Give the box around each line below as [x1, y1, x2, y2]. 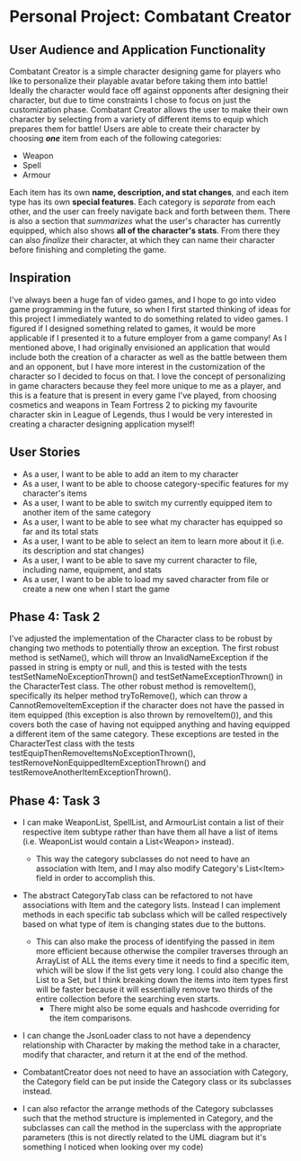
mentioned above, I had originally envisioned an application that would [9, 342, 270, 353]
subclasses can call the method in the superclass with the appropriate [22, 1122, 282, 1133]
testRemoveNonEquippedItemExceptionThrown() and [9, 758, 207, 769]
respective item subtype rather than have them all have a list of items [22, 826, 279, 838]
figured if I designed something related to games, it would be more [9, 322, 256, 334]
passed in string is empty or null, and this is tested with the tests [9, 661, 247, 672]
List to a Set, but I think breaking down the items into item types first [35, 975, 289, 985]
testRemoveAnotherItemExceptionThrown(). [9, 767, 172, 778]
